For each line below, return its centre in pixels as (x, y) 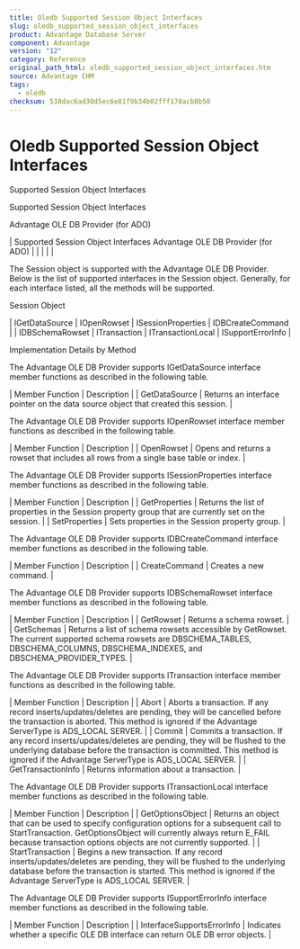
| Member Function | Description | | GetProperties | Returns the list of (137, 502)
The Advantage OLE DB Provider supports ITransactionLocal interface (139, 787)
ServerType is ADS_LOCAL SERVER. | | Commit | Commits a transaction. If (146, 731)
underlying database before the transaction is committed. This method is (144, 750)
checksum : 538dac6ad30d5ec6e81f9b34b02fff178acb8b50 (110, 101)
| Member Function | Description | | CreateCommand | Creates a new (137, 566)
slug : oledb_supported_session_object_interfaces (104, 26)
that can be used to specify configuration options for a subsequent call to (145, 823)
